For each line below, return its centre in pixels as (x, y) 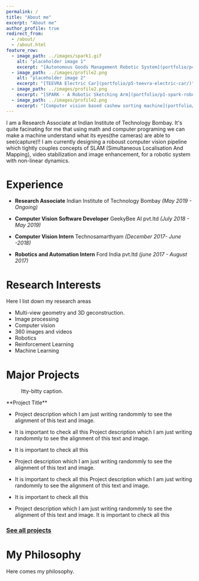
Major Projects (43, 375)
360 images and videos (43, 332)
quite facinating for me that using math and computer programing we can (96, 129)
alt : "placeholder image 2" (51, 78)
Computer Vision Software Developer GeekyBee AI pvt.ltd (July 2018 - (102, 219)
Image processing (37, 319)
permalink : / (22, 12)
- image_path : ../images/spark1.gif (57, 56)
